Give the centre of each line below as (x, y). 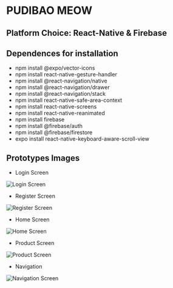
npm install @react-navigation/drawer (63, 87)
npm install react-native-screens (56, 107)
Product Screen (35, 243)
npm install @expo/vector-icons (55, 68)
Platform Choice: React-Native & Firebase (86, 33)
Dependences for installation (62, 53)
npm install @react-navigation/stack (60, 94)
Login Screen (32, 173)
